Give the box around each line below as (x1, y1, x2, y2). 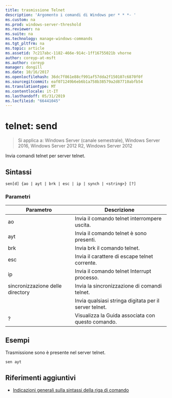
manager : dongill (5, 65, 42, 70)
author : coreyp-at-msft (5, 55, 56, 61)
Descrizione (104, 206, 135, 214)
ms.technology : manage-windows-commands (5, 36, 93, 42)
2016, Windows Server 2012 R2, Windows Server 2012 (17, 143, 133, 149)
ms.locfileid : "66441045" (5, 98, 60, 103)
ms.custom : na (5, 17, 36, 22)
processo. (75, 274, 99, 281)
